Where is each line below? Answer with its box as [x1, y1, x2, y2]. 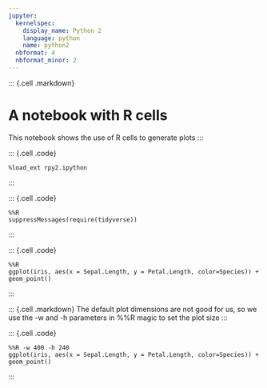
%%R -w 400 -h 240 [8, 343, 70, 352]
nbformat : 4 [15, 49, 56, 57]
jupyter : [8, 11, 38, 20]
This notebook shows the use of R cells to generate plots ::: [8, 133, 204, 142]
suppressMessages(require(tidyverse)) [8, 215, 137, 224]
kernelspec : [15, 19, 56, 27]
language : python [22, 34, 81, 42]
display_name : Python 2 [22, 26, 102, 34]
